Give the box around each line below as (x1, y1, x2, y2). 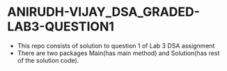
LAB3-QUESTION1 (7, 19, 115, 34)
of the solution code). (17, 56, 79, 64)
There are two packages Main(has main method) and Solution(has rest (17, 49, 220, 57)
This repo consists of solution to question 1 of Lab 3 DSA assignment (17, 41, 215, 50)
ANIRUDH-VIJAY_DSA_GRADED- (7, 4, 201, 20)
